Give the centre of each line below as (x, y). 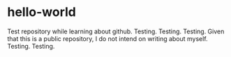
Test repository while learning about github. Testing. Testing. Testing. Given (116, 31)
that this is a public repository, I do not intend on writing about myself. (107, 38)
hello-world (42, 12)
